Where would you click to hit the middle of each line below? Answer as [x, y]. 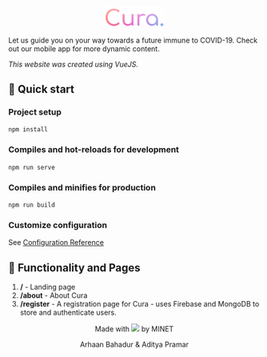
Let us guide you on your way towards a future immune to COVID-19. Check [133, 40]
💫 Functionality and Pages [75, 268]
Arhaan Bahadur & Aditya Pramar [134, 345]
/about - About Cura [54, 295]
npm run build [32, 205]
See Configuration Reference [56, 243]
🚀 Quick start [41, 89]
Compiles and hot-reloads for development [94, 150]
